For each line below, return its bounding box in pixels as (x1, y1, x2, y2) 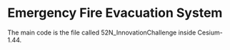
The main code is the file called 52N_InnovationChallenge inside (7, 28, 196, 37)
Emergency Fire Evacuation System (7, 5, 223, 21)
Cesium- (197, 28, 223, 37)
